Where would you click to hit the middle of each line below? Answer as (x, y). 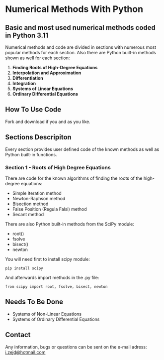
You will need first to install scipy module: (48, 259)
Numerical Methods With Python (74, 9)
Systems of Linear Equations (43, 89)
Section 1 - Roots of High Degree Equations (58, 167)
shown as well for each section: (38, 58)
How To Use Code (33, 110)
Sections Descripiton (39, 137)
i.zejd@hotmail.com (25, 352)
